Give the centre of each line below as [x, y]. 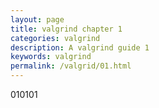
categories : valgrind [55, 38]
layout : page [37, 19]
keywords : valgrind [51, 57]
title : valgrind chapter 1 [66, 29]
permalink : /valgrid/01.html [71, 66]
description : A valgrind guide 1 [80, 47]
